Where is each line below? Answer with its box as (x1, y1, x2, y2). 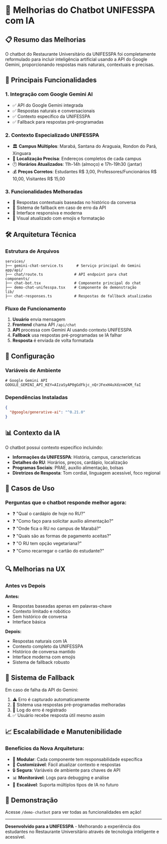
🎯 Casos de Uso (5, 484, 55, 493)
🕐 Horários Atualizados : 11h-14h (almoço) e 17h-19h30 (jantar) (12, 161, 143, 167)
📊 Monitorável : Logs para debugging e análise (12, 774, 109, 780)
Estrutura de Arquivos (5, 248, 60, 255)
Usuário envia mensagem (12, 316, 66, 322)
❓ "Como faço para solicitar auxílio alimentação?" (12, 518, 114, 524)
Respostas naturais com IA (12, 638, 68, 644)
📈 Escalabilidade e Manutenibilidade (5, 727, 122, 736)
